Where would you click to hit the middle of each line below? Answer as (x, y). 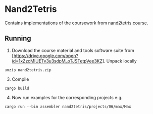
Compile (20, 79)
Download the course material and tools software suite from (73, 50)
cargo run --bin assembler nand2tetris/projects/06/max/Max (68, 107)
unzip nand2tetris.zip (28, 70)
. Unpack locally (120, 61)
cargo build (17, 88)
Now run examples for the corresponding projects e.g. (67, 97)
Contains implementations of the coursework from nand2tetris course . (76, 23)
